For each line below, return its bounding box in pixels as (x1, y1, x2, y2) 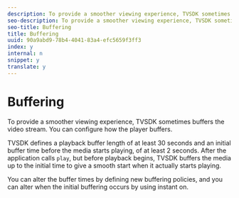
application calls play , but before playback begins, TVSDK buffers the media (7, 153, 231, 162)
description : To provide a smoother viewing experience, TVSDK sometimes (7, 10, 231, 18)
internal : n (7, 50, 43, 57)
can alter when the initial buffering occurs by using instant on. (7, 182, 189, 191)
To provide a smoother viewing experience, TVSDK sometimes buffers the (7, 117, 225, 126)
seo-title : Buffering (7, 23, 72, 31)
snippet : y (7, 57, 40, 64)
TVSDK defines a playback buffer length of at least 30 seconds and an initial (7, 138, 231, 147)
